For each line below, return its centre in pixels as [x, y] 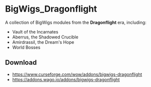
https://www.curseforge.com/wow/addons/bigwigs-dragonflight [77, 74]
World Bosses [26, 47]
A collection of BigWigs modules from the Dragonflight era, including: [76, 22]
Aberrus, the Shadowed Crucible [45, 37]
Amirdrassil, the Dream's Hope [43, 42]
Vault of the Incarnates [35, 32]
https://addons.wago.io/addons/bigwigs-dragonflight [66, 79]
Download [21, 62]
